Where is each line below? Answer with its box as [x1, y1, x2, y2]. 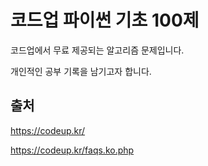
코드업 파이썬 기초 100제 [10, 9, 200, 32]
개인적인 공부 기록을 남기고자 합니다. [10, 65, 152, 77]
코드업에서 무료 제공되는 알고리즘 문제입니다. [10, 44, 185, 56]
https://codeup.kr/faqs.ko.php [10, 144, 135, 156]
